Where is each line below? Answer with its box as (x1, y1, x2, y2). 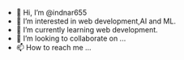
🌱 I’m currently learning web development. (15, 25, 158, 34)
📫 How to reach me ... (15, 43, 92, 52)
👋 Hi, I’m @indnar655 (15, 8, 88, 17)
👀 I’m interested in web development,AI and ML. (15, 16, 177, 26)
